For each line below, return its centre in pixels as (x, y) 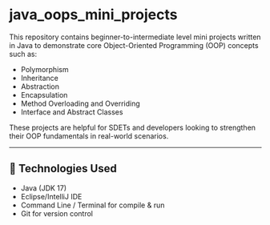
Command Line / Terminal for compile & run (93, 205)
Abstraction (40, 86)
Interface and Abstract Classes (72, 112)
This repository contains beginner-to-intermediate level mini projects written (135, 37)
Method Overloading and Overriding (81, 103)
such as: (23, 54)
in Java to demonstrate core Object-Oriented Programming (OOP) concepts (134, 45)
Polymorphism (44, 69)
